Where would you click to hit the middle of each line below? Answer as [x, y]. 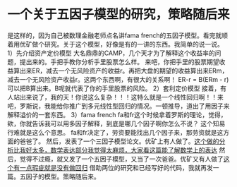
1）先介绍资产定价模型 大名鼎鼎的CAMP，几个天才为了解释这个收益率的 [111, 53]
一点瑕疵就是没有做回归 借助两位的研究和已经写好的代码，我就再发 [116, 167]
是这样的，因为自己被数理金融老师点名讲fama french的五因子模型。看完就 [115, 35]
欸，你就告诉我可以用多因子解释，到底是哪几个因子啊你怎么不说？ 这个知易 [116, 123]
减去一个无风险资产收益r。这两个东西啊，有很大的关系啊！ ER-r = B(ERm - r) [118, 79]
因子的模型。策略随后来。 [63, 176]
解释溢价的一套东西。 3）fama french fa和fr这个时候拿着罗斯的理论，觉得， [117, 114]
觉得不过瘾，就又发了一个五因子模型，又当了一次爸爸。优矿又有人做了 [121, 159]
